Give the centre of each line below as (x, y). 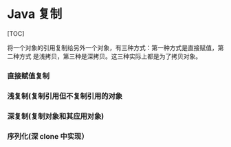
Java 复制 (35, 14)
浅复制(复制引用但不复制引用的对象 (65, 95)
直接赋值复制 (29, 76)
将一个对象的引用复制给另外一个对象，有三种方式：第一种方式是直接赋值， (112, 47)
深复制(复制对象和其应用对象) (56, 116)
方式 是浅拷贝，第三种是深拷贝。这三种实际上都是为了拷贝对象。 (110, 56)
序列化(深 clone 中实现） (48, 136)
